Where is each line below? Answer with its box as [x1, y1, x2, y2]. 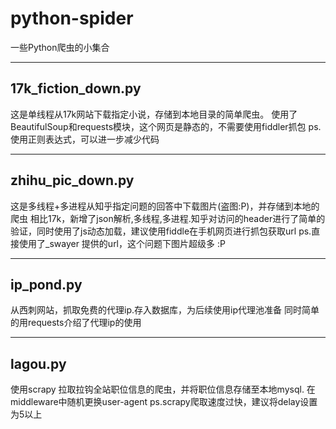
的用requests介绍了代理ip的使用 [10, 317, 142, 329]
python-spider [10, 7, 134, 30]
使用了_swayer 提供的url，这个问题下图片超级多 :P [18, 237, 226, 249]
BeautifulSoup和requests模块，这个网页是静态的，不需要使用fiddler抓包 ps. [10, 120, 322, 132]
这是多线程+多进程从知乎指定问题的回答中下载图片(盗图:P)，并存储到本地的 [10, 200, 320, 212]
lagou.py [10, 355, 67, 372]
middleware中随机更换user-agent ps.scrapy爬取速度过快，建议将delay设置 [10, 396, 318, 408]
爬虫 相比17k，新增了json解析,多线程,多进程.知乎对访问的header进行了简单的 [10, 212, 326, 224]
